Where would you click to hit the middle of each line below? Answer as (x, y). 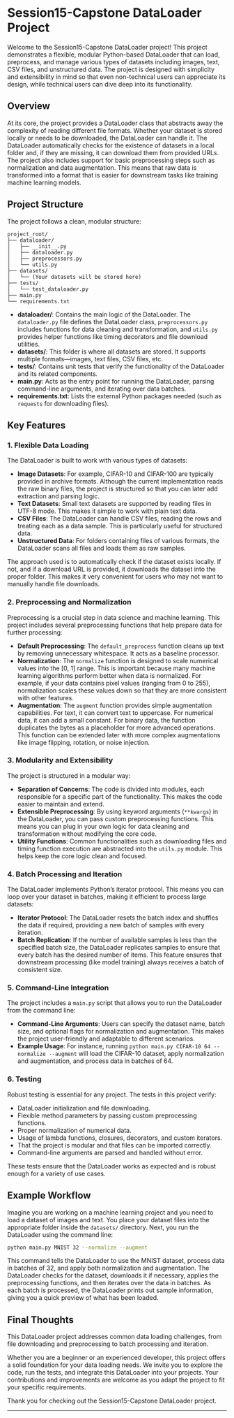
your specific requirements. (47, 1387)
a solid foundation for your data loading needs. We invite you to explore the (115, 1365)
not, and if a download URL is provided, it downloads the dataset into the (111, 569)
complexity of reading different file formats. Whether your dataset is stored (115, 130)
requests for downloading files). (63, 403)
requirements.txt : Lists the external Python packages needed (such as (119, 396)
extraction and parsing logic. (58, 496)
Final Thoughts (41, 1320)
